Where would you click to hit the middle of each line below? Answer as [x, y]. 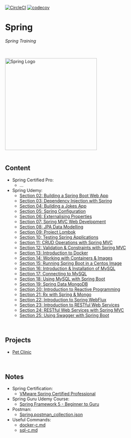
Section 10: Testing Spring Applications [59, 237]
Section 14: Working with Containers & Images [66, 258]
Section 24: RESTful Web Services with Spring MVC [72, 310]
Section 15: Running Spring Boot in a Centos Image [71, 263]
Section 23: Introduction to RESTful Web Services [69, 305]
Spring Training [21, 41]
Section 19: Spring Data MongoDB [54, 284]
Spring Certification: [33, 389]
